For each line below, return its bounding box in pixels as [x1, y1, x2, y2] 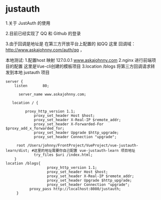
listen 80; [14, 83, 50, 88]
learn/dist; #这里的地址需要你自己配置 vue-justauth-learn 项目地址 [5, 148, 136, 153]
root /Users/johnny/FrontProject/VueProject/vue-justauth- [16, 143, 139, 148]
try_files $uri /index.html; [34, 152, 93, 157]
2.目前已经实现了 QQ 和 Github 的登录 [5, 30, 81, 36]
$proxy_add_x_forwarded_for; [5, 126, 65, 131]
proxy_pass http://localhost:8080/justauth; [29, 186, 121, 191]
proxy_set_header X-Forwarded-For [34, 122, 104, 127]
